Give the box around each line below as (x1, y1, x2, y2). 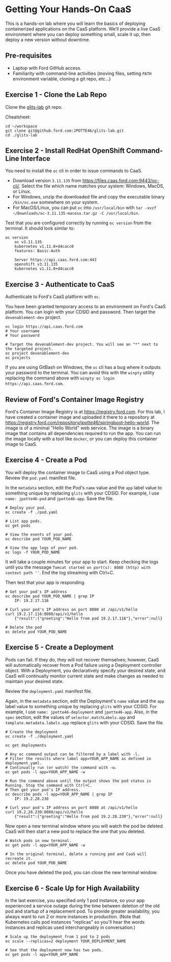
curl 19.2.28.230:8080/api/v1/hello (5, 809, 83, 814)
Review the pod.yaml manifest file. (5, 475, 76, 481)
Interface (20, 154, 51, 163)
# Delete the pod (5, 625, 42, 630)
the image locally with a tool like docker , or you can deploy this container (5, 436, 158, 442)
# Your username (5, 329, 40, 334)
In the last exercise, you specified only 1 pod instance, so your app (5, 897, 145, 903)
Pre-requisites (5, 51, 52, 60)
